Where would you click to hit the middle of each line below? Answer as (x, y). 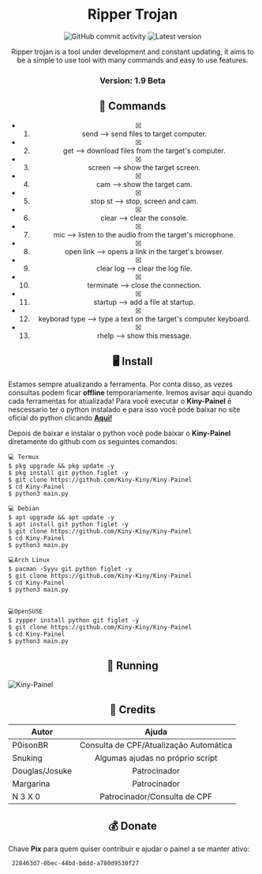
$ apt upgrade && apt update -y (61, 518)
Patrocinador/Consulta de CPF (156, 796)
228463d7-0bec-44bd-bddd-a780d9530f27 (75, 863)
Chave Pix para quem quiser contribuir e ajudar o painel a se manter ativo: (129, 849)
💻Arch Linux (29, 560)
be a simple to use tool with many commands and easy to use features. (133, 60)
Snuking (28, 758)
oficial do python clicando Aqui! (60, 418)
